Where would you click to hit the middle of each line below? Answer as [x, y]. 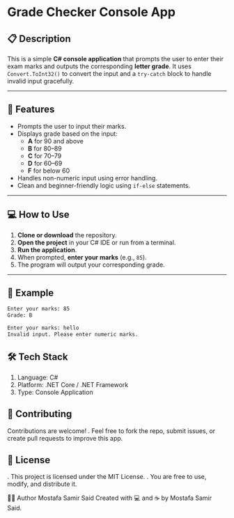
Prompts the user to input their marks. [72, 126]
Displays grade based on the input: [68, 134]
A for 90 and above [55, 141]
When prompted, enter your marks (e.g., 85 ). [82, 257]
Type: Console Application [55, 392]
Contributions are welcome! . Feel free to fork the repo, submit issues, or [111, 431]
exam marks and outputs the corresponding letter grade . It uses [99, 66]
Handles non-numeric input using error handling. [87, 178]
